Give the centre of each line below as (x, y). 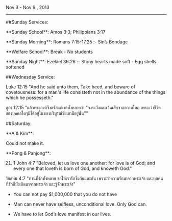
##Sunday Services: (27, 22)
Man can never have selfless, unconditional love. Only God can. (80, 204)
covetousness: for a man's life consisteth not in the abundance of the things (86, 92)
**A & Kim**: (20, 133)
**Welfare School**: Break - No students (50, 52)
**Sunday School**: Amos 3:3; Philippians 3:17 (56, 32)
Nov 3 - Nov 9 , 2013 (28, 7)
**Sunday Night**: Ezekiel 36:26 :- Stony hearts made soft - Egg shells (81, 62)
